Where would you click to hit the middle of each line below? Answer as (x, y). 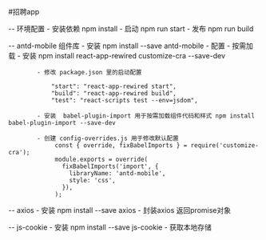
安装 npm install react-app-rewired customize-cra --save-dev (124, 56)
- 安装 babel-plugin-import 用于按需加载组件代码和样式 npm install (146, 116)
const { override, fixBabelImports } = (121, 146)
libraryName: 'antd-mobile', (117, 174)
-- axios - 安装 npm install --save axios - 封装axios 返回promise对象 (120, 210)
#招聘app (24, 12)
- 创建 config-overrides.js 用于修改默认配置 (108, 138)
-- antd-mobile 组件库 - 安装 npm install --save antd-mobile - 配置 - (119, 46)
